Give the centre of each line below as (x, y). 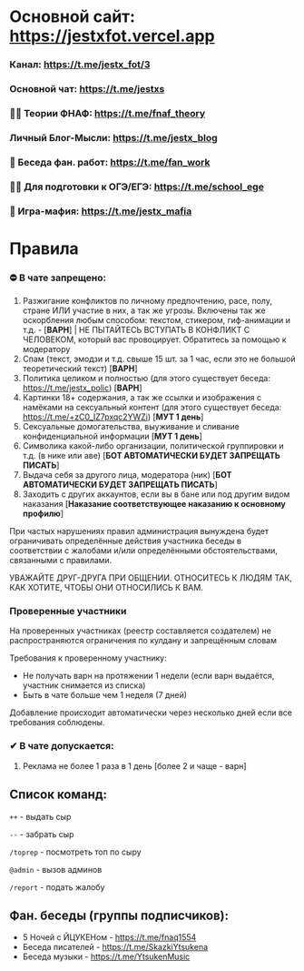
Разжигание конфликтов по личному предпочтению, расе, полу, (147, 301)
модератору (46, 349)
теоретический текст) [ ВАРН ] (80, 369)
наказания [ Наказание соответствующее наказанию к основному (154, 504)
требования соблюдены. (57, 723)
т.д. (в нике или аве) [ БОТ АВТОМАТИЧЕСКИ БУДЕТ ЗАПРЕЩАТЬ (152, 456)
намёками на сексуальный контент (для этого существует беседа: (152, 408)
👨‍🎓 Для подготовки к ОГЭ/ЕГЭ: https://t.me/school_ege (137, 187)
